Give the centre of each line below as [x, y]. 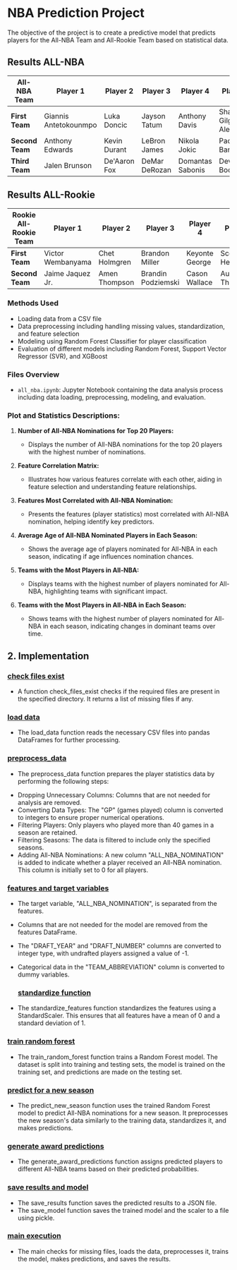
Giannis [56, 116]
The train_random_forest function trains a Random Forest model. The [118, 1057]
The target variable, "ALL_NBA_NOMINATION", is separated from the [117, 904]
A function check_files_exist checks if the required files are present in [119, 691]
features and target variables [58, 888]
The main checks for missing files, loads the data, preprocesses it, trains [123, 1251]
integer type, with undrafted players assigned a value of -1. [103, 953]
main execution [34, 1236]
